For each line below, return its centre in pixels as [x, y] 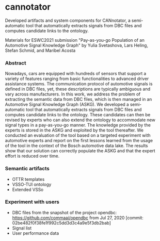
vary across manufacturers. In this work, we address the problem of [73, 94]
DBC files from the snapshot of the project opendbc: [64, 212]
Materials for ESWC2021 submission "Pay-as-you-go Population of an [75, 40]
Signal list [22, 228]
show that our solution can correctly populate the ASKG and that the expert [80, 151]
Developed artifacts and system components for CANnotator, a [68, 20]
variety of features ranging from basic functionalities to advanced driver [77, 79]
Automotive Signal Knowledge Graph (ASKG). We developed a [67, 104]
